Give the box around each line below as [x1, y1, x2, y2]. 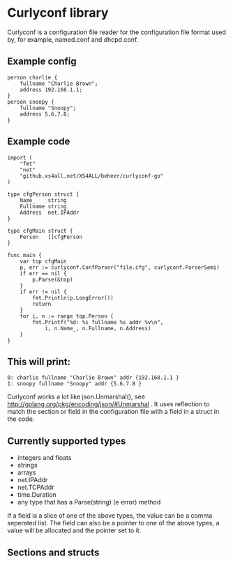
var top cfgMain [20, 258, 68, 265]
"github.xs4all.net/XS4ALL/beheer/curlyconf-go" [20, 172, 164, 179]
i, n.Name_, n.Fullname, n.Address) [44, 325, 151, 332]
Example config [7, 56, 77, 68]
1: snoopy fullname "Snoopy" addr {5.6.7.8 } [7, 380, 142, 387]
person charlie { [7, 74, 58, 81]
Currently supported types [7, 435, 126, 447]
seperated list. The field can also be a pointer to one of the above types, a [7, 519, 220, 527]
